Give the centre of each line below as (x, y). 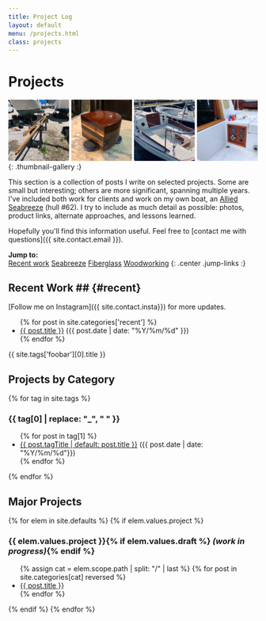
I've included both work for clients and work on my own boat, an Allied (123, 199)
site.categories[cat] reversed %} (73, 577)
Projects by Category (62, 379)
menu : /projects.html (44, 33)
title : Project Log (40, 17)
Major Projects (45, 502)
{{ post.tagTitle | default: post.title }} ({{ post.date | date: (111, 444)
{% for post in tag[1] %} (58, 436)
